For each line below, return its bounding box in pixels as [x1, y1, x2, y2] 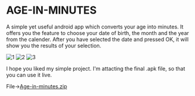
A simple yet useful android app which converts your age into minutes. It [6, 23, 184, 30]
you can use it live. [6, 71, 52, 78]
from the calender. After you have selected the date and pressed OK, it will [6, 36, 189, 43]
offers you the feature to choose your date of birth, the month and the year [6, 29, 189, 36]
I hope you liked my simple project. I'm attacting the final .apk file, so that [6, 65, 185, 72]
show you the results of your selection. [6, 42, 102, 49]
